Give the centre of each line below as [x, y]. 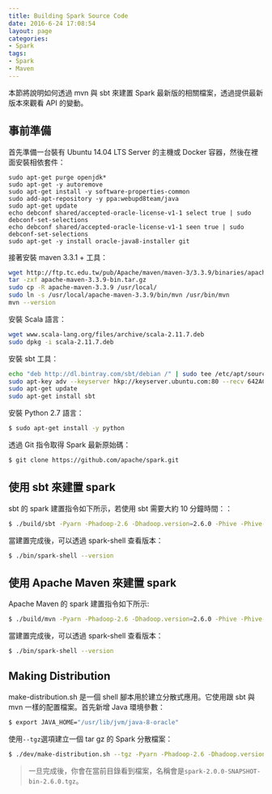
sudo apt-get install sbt [52, 397]
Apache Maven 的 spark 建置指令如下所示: [79, 604]
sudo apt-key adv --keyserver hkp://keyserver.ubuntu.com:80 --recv [126, 382]
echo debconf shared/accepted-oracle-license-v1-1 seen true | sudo [126, 227]
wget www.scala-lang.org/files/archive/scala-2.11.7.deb [106, 334]
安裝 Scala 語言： [38, 319]
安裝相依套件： [40, 162]
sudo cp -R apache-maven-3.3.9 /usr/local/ [83, 288]
